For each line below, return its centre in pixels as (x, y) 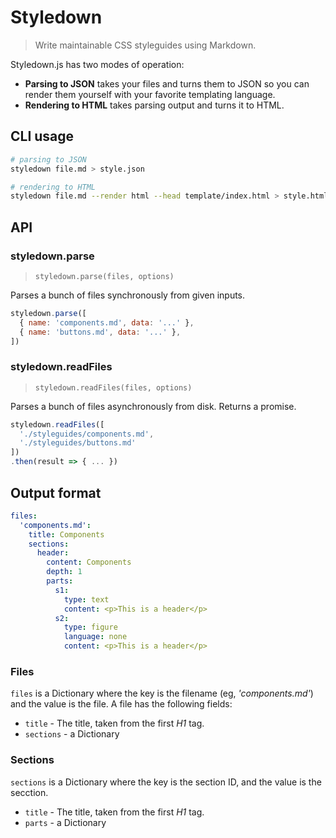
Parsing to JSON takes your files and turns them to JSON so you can (167, 83)
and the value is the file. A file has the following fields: (121, 704)
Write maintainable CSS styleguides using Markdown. (145, 45)
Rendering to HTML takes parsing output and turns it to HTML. (154, 105)
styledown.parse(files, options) (104, 276)
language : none (95, 637)
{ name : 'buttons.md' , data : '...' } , (100, 332)
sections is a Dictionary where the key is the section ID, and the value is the (166, 782)
